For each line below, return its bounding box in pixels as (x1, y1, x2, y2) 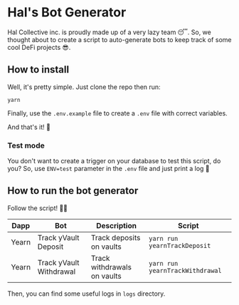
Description (95, 220, 137, 230)
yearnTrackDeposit (149, 242, 211, 249)
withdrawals (90, 262, 132, 272)
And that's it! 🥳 (7, 123, 51, 131)
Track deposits (90, 232, 141, 242)
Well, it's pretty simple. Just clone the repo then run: (7, 83, 161, 91)
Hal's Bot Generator (7, 4, 127, 21)
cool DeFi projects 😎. (7, 43, 71, 51)
